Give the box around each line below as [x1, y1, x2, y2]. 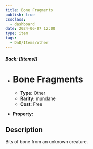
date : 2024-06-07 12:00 [5, 26, 56, 31]
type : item [5, 31, 28, 36]
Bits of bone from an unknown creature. [5, 139, 88, 145]
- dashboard [10, 21, 35, 27]
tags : [5, 36, 17, 41]
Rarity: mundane [20, 95, 56, 102]
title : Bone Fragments [5, 7, 53, 13]
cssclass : [5, 17, 26, 22]
